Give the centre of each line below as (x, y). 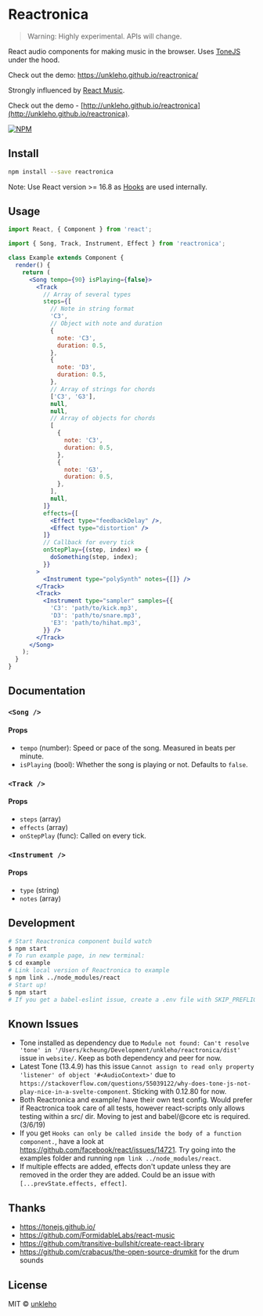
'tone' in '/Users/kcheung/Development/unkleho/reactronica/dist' (130, 1051)
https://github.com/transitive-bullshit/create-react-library (112, 1244)
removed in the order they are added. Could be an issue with (117, 1175)
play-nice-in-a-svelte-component (74, 1092)
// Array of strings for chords (103, 389)
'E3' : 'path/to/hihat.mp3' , (96, 623)
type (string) (40, 890)
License (28, 1285)
